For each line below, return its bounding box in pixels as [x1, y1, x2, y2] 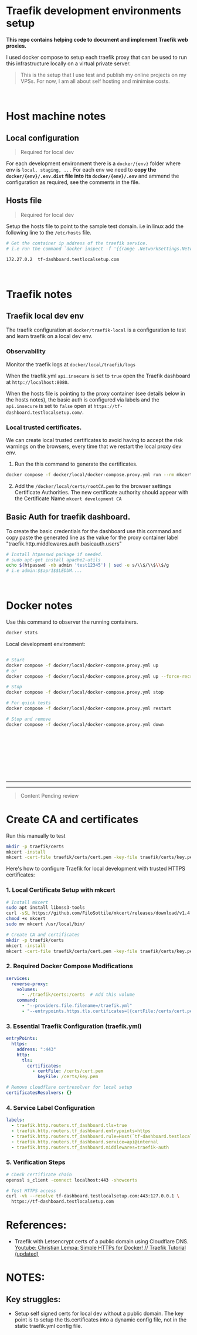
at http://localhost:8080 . [6, 378, 69, 386]
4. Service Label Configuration [6, 1103, 95, 1112]
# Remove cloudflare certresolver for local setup [6, 1085, 133, 1090]
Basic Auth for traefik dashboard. [6, 512, 131, 522]
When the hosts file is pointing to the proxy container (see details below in [6, 390, 185, 397]
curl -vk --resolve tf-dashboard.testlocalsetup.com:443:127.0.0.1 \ [6, 1193, 180, 1199]
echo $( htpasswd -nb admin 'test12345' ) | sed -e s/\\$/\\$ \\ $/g [6, 563, 169, 568]
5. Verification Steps [6, 1158, 66, 1166]
